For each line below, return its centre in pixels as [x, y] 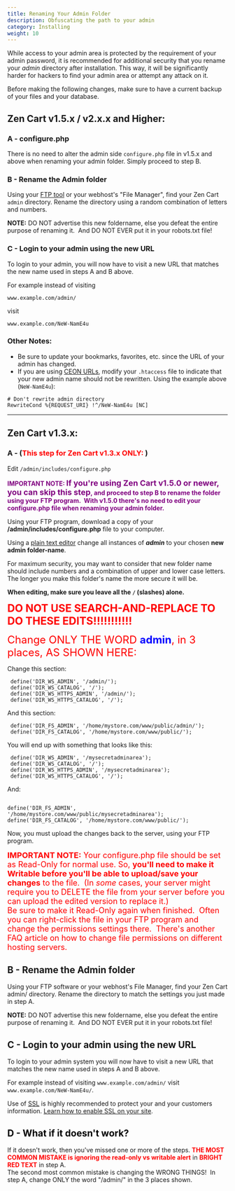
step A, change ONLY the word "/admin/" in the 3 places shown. [100, 1179]
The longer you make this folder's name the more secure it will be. [102, 578]
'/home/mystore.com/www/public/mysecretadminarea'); [86, 814]
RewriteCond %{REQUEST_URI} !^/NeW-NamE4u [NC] [78, 405]
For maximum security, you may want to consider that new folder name [109, 563]
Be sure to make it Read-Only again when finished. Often [114, 910]
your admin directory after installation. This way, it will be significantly [108, 68]
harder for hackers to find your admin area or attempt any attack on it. [108, 76]
